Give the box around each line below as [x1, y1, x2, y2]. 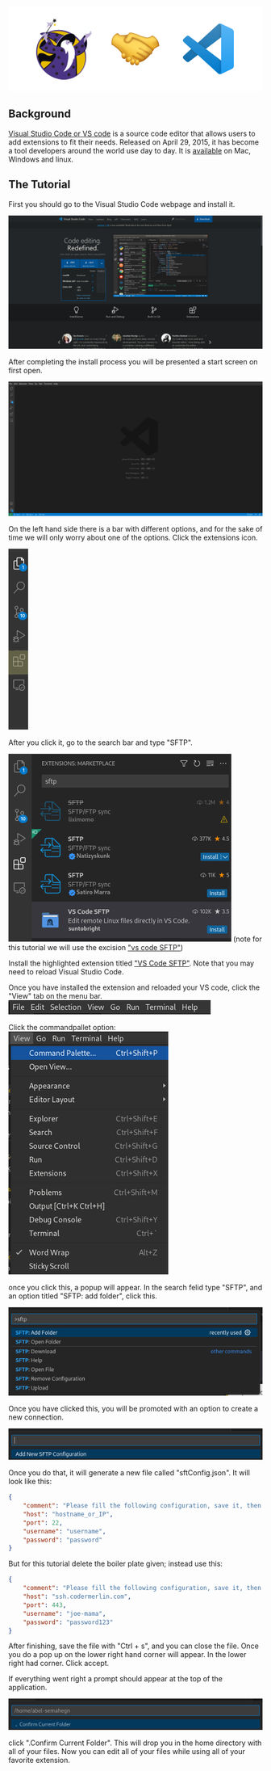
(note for [232, 934, 262, 944]
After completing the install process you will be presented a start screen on [8, 356, 258, 366]
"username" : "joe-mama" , [23, 1609, 106, 1617]
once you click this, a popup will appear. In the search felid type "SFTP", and [8, 1283, 263, 1293]
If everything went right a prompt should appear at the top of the [8, 1674, 223, 1684]
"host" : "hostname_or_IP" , [23, 1510, 114, 1518]
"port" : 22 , [23, 1518, 63, 1527]
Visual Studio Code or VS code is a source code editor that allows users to [8, 128, 256, 138]
